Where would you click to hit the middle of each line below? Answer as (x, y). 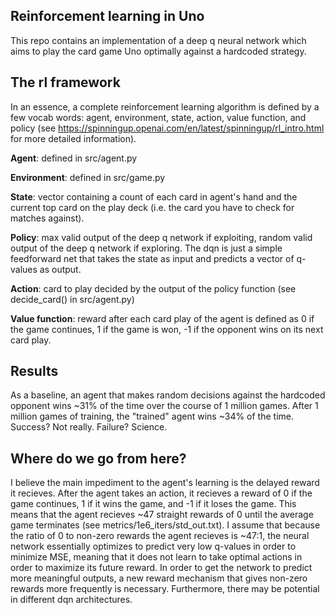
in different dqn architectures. (71, 600)
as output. (60, 269)
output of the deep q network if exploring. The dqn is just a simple (146, 248)
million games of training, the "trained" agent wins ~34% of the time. (152, 416)
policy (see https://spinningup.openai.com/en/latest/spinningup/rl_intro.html (167, 128)
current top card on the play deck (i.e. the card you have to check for (152, 207)
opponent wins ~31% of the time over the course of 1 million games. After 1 (164, 406)
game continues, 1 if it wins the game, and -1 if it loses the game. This (153, 504)
